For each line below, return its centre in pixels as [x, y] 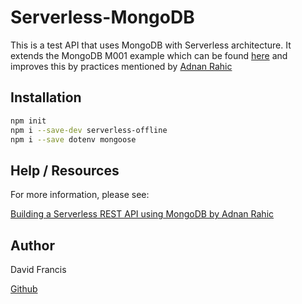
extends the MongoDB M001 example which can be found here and [149, 55]
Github [24, 289]
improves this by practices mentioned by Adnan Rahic [121, 66]
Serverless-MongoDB [102, 17]
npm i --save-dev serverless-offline [89, 130]
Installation [46, 97]
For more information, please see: [80, 195]
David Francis [38, 269]
